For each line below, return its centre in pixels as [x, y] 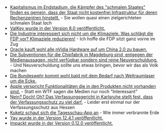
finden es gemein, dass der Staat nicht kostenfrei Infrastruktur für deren [83, 12]
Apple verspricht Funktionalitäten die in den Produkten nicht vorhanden [83, 86]
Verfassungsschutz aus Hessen [42, 107]
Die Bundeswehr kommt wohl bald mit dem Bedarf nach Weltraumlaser [82, 76]
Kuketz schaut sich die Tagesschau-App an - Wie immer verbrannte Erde [84, 113]
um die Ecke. [23, 81]
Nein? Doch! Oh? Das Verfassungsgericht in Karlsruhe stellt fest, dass [81, 97]
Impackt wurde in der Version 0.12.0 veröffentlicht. [61, 123]
